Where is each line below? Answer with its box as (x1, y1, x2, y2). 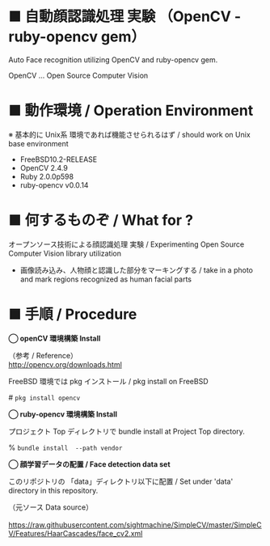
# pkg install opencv (8, 392, 81, 402)
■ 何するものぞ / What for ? (8, 211, 194, 230)
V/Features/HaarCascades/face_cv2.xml (8, 528, 143, 538)
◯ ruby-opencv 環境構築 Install (8, 409, 118, 419)
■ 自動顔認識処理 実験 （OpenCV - (8, 7, 242, 26)
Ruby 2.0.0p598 (19, 171, 74, 181)
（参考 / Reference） (8, 350, 78, 360)
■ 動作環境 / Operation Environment (8, 102, 254, 120)
